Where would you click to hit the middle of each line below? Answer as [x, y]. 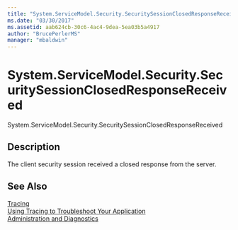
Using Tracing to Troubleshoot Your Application [76, 211]
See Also [27, 186]
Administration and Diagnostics [53, 218]
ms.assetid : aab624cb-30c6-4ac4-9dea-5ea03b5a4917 [84, 27]
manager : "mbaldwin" [38, 40]
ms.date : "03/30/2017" [41, 21]
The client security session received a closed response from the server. [112, 164]
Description [34, 147]
